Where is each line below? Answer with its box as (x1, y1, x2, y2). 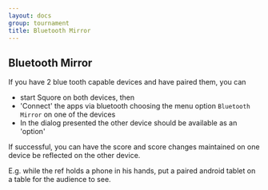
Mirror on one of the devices (19, 109, 116, 120)
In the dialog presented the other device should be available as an (19, 118, 238, 128)
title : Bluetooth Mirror (8, 26, 91, 34)
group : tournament (8, 19, 70, 27)
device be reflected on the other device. (8, 151, 141, 160)
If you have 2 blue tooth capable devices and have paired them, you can (8, 77, 246, 87)
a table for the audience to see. (8, 175, 111, 184)
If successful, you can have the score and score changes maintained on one (8, 142, 260, 152)
